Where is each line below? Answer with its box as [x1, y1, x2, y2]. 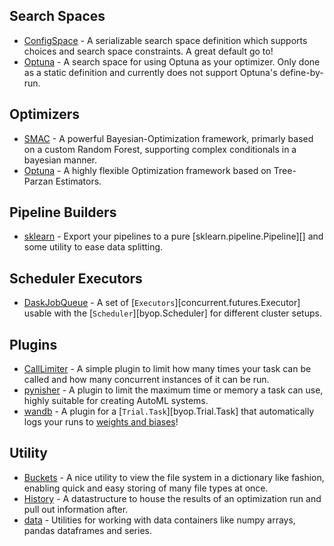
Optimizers [9, 106, 81, 123]
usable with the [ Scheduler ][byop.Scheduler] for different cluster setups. [23, 307, 322, 319]
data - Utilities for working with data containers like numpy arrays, [23, 514, 296, 526]
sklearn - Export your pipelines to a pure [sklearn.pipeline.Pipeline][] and [23, 230, 324, 243]
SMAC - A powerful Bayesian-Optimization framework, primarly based [23, 132, 314, 144]
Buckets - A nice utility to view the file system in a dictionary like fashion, [23, 471, 325, 483]
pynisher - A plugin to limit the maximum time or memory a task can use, [23, 384, 324, 396]
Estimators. [55, 175, 102, 187]
